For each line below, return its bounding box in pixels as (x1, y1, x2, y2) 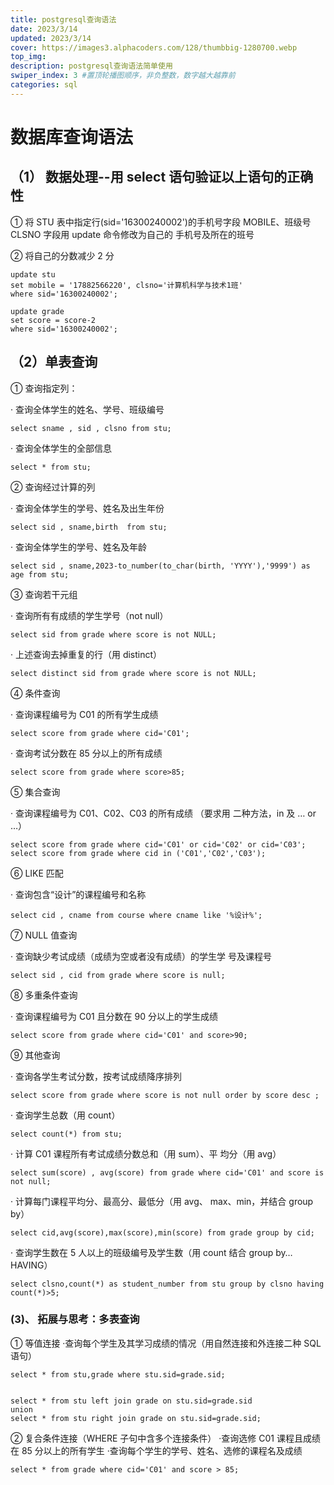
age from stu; (10, 569, 70, 580)
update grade (10, 306, 65, 316)
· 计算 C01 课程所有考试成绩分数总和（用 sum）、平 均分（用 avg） (10, 1147, 282, 1160)
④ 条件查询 (10, 687, 61, 699)
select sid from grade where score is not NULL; (10, 629, 217, 640)
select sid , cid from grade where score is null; (10, 970, 226, 980)
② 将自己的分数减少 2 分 (10, 249, 115, 261)
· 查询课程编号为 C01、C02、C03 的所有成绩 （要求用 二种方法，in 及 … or (10, 807, 317, 819)
